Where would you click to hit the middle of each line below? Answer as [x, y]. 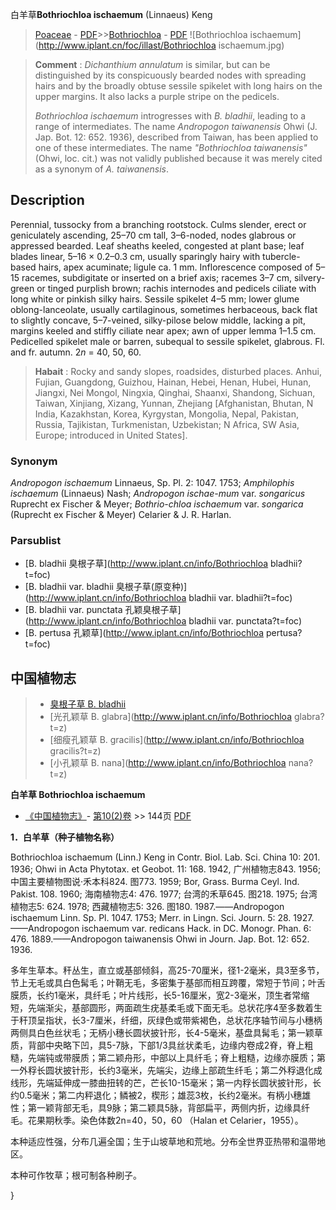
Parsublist [36, 541]
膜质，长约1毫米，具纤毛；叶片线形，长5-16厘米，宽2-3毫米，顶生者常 [156, 995]
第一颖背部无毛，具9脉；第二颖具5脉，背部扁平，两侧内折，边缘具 [164, 1108]
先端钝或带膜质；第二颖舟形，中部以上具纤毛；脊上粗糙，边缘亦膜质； [172, 1058]
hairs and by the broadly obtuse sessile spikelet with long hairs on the [178, 86]
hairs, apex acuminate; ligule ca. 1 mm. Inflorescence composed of [175, 267]
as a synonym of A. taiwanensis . [102, 169]
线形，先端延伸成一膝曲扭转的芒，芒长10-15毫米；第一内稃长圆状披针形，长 [166, 1083]
